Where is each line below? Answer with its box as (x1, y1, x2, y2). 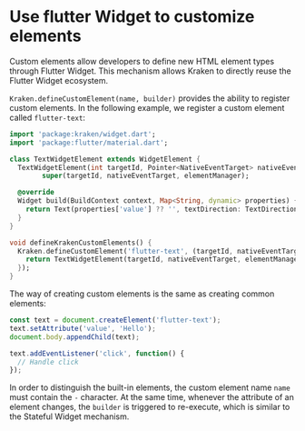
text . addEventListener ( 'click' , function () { (9, 348, 184, 358)
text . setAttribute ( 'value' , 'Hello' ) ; (9, 324, 156, 333)
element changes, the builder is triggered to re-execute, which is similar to (9, 402, 290, 413)
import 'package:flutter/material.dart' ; (9, 138, 169, 147)
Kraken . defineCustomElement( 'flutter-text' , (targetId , (17, 246, 233, 256)
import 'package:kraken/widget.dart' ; (9, 129, 156, 138)
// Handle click (17, 357, 79, 366)
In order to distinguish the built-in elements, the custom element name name (9, 382, 290, 393)
